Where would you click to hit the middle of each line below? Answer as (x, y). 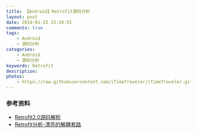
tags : (13, 33)
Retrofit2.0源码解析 (38, 117)
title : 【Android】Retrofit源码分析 (48, 11)
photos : (16, 76)
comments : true (25, 28)
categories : (21, 50)
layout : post (22, 17)
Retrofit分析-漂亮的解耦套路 (48, 125)
